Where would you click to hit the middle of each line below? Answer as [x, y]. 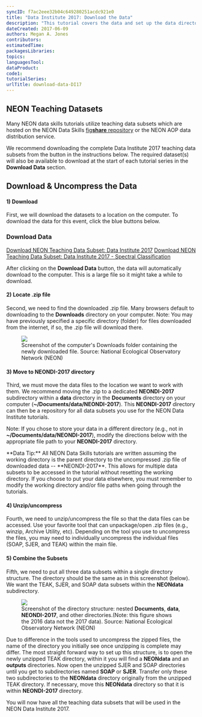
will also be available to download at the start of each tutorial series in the [97, 161]
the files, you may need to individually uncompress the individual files [92, 538]
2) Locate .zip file [29, 295]
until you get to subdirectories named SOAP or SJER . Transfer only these [97, 671]
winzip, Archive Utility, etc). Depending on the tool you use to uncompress [98, 531]
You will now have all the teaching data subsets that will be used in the [93, 702]
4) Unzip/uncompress [34, 505]
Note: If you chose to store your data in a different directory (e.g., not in [95, 429]
